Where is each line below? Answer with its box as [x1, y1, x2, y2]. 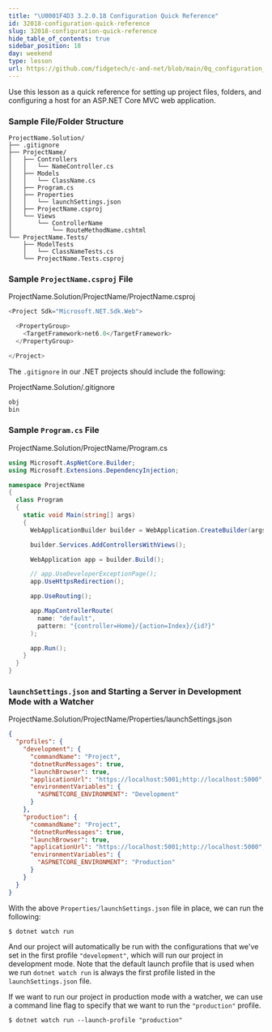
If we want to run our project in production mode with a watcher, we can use [8, 991, 263, 1001]
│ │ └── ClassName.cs [8, 177, 96, 185]
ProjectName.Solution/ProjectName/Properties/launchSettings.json [8, 714, 232, 724]
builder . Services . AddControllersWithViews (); [29, 541, 186, 549]
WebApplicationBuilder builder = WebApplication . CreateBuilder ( [29, 526, 252, 534]
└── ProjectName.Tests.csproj [23, 255, 125, 263]
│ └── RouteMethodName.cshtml [8, 226, 147, 235]
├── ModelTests [23, 241, 74, 249]
